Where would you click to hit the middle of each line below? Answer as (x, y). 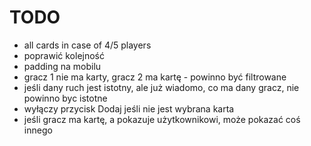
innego (38, 130)
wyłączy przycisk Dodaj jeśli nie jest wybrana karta (129, 108)
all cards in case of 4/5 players (87, 45)
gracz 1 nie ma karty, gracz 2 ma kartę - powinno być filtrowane (155, 77)
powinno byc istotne (65, 98)
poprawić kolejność (64, 55)
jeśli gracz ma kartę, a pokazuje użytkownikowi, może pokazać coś (162, 119)
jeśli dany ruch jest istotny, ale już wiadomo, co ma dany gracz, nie (161, 87)
